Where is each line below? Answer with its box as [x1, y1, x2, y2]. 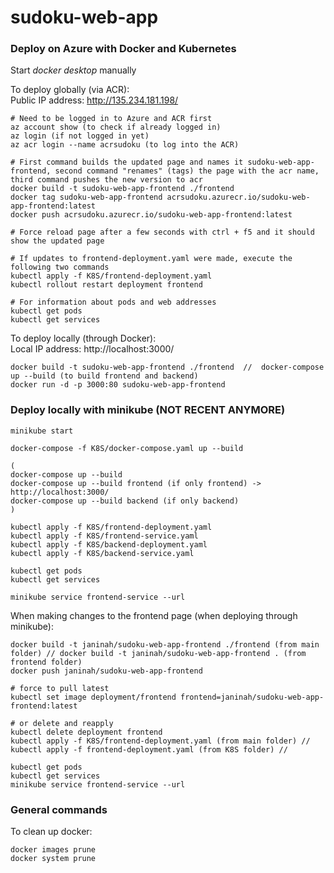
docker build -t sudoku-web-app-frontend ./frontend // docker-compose [10, 362, 325, 373]
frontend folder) [10, 657, 83, 667]
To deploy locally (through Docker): [10, 332, 157, 345]
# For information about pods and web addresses [10, 297, 217, 308]
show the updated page [10, 236, 105, 246]
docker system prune [10, 854, 97, 864]
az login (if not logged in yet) [10, 131, 150, 141]
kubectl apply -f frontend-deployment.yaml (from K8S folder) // [10, 744, 288, 755]
